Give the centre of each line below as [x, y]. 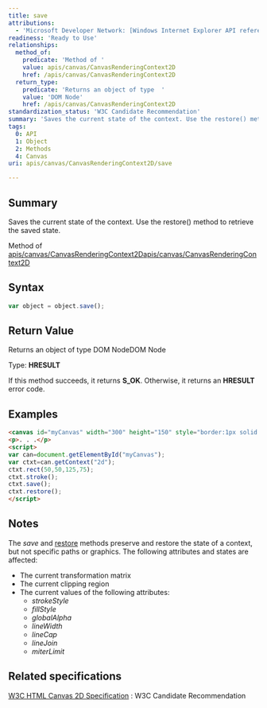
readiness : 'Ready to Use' [53, 38]
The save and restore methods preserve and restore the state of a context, [130, 543]
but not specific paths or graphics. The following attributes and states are [128, 551]
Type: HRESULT [35, 365]
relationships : [33, 45]
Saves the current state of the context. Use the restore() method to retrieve [131, 222]
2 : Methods [33, 149]
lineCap [44, 634]
